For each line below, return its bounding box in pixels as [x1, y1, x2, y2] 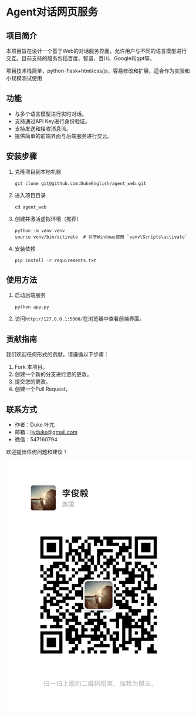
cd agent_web [14, 204, 47, 210]
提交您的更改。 [14, 378, 51, 385]
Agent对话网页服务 [6, 5, 99, 19]
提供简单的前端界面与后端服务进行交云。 [14, 132, 113, 139]
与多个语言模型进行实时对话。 [14, 110, 87, 117]
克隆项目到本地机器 [14, 168, 62, 175]
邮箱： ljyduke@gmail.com [14, 428, 78, 436]
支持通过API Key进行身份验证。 [14, 117, 90, 124]
